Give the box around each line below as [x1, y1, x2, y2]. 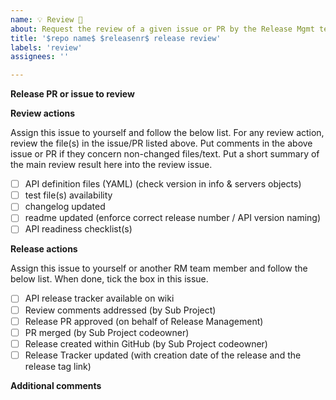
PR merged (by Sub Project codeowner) [24, 326, 190, 338]
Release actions [10, 243, 78, 255]
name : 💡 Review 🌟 [10, 14, 83, 25]
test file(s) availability [24, 189, 113, 201]
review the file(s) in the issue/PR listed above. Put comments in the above [10, 137, 313, 150]
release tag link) [24, 360, 92, 372]
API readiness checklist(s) [24, 223, 133, 235]
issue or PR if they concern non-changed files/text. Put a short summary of [10, 148, 320, 160]
